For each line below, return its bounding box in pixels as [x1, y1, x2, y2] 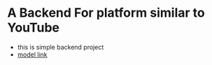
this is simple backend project [17, 43, 104, 51]
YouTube [7, 20, 59, 36]
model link [17, 50, 48, 59]
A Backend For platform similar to [7, 5, 205, 21]
